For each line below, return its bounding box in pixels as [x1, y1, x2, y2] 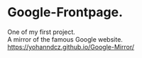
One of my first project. [7, 28, 76, 36]
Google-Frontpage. [7, 4, 123, 21]
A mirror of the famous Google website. [7, 35, 123, 43]
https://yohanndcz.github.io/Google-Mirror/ [7, 42, 135, 51]
